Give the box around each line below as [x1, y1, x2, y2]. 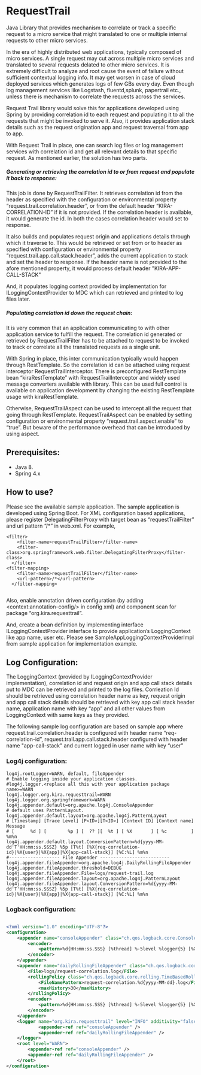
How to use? [6, 487, 54, 498]
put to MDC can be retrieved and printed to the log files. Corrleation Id [6, 686, 179, 693]
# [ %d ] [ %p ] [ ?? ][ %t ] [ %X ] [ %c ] [6, 828, 194, 834]
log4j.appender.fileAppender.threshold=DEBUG [6, 865, 121, 871]
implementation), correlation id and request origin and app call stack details [6, 680, 193, 687]
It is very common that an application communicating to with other [6, 324, 170, 331]
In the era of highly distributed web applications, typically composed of [6, 48, 182, 55]
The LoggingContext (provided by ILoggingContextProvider [6, 673, 153, 680]
